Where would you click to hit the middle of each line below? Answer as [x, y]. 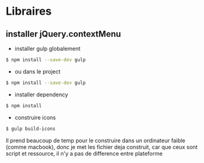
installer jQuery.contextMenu [63, 34]
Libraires [29, 11]
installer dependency [41, 94]
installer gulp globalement [48, 48]
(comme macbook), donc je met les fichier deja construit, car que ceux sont [102, 147]
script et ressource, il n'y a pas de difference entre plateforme [84, 153]
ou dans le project [37, 71]
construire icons [35, 117]
